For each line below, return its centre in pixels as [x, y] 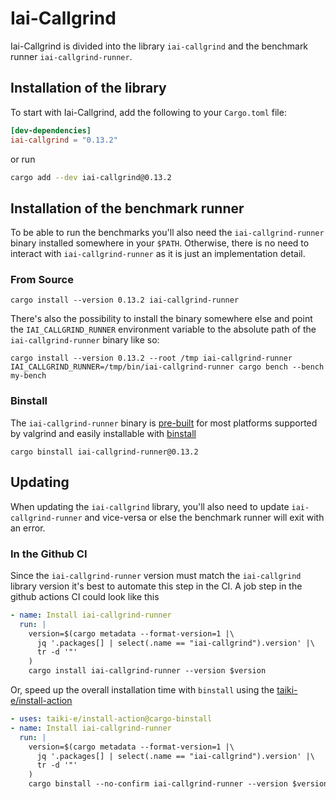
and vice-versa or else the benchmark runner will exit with [204, 517]
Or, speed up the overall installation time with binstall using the [142, 690]
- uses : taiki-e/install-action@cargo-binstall [111, 719]
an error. [28, 528]
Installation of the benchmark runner [127, 208]
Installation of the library [88, 88]
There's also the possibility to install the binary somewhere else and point [161, 319]
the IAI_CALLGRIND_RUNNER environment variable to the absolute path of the [163, 329]
